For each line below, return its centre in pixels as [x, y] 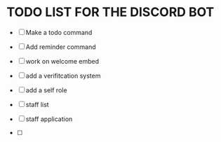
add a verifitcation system [63, 76]
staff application [49, 119]
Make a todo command [59, 32]
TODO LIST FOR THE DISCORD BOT [110, 12]
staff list [38, 104]
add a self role [46, 90]
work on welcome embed [62, 61]
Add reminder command [61, 47]
